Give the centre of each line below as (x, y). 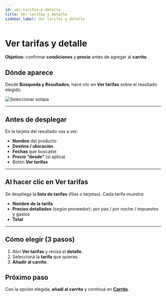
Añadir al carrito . (30, 262)
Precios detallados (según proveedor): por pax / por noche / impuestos (85, 209)
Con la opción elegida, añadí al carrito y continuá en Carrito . (67, 289)
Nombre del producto (34, 141)
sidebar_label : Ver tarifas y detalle (45, 19)
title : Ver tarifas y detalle (36, 14)
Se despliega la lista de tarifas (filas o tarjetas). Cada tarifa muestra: (75, 194)
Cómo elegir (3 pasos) (40, 239)
